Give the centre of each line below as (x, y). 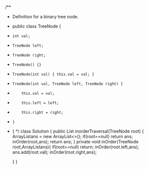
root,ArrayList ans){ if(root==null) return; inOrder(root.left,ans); (75, 147)
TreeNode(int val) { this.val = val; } (53, 74)
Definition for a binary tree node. (45, 17)
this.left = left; (40, 103)
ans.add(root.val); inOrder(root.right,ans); (55, 152)
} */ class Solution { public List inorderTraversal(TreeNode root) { (78, 131)
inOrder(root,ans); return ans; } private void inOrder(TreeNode (75, 142)
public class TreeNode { (37, 26)
